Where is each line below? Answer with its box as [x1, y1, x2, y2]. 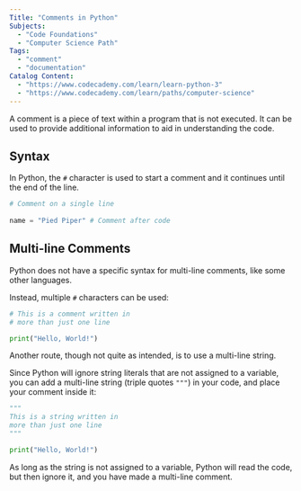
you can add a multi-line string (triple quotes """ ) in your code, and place [9, 377, 280, 388]
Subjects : [9, 22, 47, 31]
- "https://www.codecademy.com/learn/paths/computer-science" [17, 88, 255, 97]
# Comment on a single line [9, 200, 115, 209]
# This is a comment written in [9, 309, 130, 318]
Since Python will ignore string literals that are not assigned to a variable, [9, 368, 279, 379]
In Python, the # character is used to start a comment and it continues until [9, 173, 286, 183]
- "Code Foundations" [17, 30, 99, 39]
